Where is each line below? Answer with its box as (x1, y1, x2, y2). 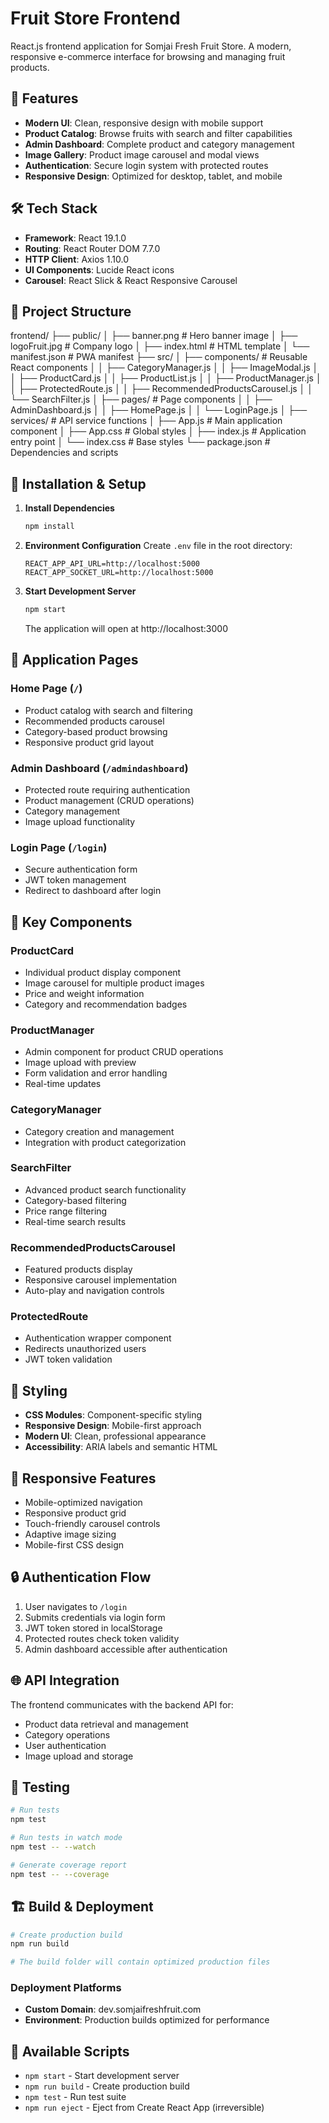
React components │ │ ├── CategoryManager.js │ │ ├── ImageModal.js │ (10, 362, 319, 374)
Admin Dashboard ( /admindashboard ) (10, 761, 189, 775)
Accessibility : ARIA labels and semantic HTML (24, 1441, 218, 1453)
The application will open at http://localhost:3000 (24, 622, 228, 634)
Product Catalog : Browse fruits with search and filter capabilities (24, 127, 293, 139)
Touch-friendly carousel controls (24, 1518, 161, 1530)
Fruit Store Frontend (10, 7, 181, 30)
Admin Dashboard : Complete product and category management (24, 138, 295, 150)
